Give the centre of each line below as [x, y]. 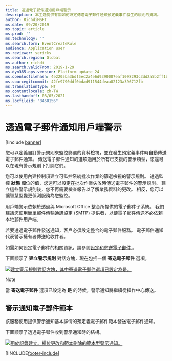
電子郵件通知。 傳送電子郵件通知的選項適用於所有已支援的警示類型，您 [80, 159]
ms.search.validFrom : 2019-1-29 [40, 67]
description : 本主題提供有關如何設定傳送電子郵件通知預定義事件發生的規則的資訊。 [83, 15]
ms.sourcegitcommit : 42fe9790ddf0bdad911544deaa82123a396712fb [74, 82]
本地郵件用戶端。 [23, 219]
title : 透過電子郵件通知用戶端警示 [38, 10]
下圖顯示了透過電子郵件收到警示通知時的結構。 [55, 332]
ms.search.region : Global [33, 58]
